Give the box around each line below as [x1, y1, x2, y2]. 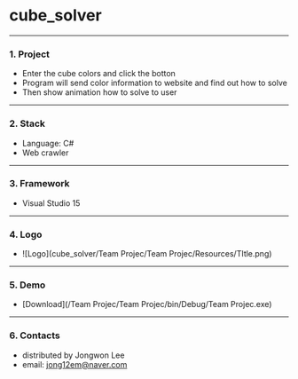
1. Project [9, 48, 51, 60]
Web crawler [21, 147, 69, 158]
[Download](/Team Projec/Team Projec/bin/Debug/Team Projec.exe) [21, 299, 272, 310]
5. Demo [9, 279, 46, 291]
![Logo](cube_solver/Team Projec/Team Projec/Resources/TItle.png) [21, 249, 272, 259]
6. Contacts [9, 329, 60, 342]
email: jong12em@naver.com [21, 359, 128, 369]
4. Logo [9, 228, 43, 241]
